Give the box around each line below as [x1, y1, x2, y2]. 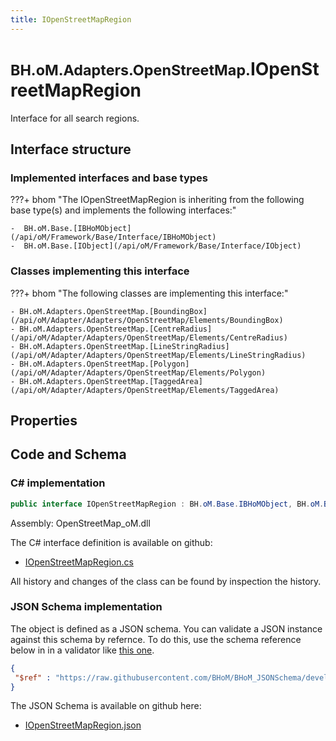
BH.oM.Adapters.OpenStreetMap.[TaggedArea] [19, 376, 203, 386]
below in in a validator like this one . [10, 644, 155, 656]
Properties [10, 412, 78, 429]
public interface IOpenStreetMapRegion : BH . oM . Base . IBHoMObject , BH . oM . [10, 499, 325, 509]
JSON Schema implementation [10, 600, 163, 614]
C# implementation [10, 476, 106, 490]
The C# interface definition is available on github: [10, 536, 213, 548]
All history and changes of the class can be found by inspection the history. [10, 575, 322, 587]
